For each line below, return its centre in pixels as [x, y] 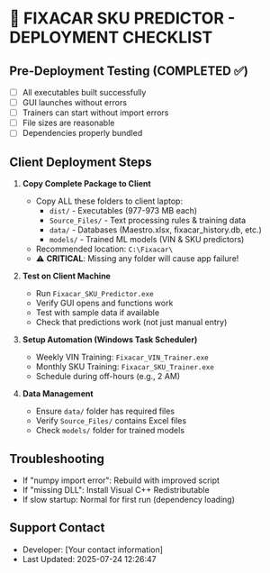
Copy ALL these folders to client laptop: [109, 201]
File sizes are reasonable [68, 123]
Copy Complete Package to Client [86, 184]
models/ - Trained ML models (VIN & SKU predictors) [147, 240]
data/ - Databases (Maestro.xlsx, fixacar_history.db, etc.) [156, 230]
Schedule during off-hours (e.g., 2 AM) [108, 377]
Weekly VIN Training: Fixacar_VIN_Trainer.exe [122, 357]
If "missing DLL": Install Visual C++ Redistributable [116, 489]
